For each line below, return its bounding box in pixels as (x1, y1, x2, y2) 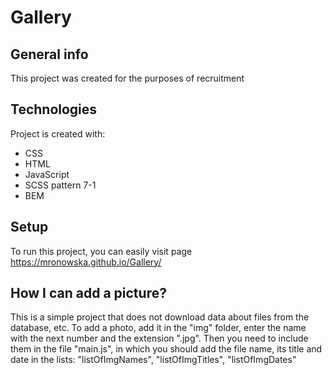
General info (10, 46, 89, 63)
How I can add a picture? (10, 285, 167, 302)
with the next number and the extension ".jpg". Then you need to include (10, 332, 309, 345)
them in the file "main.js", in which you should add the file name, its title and (10, 343, 323, 355)
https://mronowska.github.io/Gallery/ (10, 256, 162, 268)
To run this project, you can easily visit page (10, 245, 193, 257)
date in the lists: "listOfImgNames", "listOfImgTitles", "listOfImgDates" (10, 354, 297, 366)
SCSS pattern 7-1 (24, 179, 97, 191)
